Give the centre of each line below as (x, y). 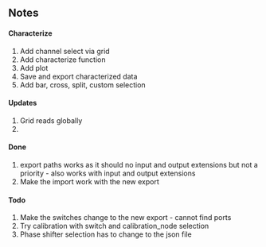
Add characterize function (63, 60)
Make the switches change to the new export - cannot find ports (125, 218)
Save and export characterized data (78, 76)
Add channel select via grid (65, 51)
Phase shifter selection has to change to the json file (106, 234)
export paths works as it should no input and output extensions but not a (139, 165)
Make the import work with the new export (89, 181)
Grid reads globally (51, 120)
